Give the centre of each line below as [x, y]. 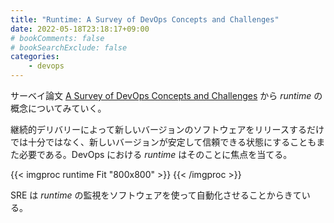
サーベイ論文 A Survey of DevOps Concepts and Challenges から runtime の [166, 95]
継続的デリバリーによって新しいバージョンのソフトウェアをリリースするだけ [167, 129]
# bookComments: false [57, 38]
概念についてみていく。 [58, 108]
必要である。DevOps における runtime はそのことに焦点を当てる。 [155, 154]
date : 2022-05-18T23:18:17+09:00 [80, 29]
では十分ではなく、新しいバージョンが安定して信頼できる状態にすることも [163, 142]
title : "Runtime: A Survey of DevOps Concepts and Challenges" [145, 19]
